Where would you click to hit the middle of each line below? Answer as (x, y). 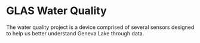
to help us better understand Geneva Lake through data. (75, 33)
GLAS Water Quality (57, 11)
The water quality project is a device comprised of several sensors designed (100, 27)
